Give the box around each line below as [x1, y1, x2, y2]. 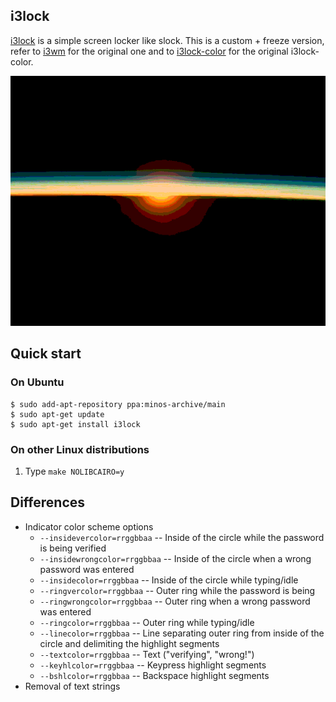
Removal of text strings [24, 680, 121, 692]
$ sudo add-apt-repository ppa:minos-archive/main [10, 399, 226, 409]
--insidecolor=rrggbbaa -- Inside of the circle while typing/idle [39, 574, 299, 586]
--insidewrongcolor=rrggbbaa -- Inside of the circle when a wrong [39, 552, 312, 564]
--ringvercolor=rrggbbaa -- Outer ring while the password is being [39, 584, 316, 596]
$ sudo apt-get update [10, 409, 105, 419]
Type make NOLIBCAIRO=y [24, 465, 125, 477]
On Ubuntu [10, 375, 65, 389]
